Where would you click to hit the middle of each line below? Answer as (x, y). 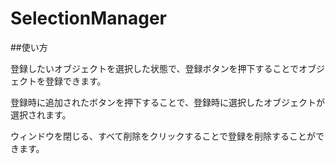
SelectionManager (89, 18)
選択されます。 (41, 114)
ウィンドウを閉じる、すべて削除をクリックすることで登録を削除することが (163, 136)
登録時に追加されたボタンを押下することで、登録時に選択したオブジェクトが (168, 102)
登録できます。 (75, 81)
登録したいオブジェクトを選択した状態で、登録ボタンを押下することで (155, 68)
